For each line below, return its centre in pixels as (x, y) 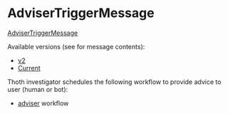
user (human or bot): (38, 89)
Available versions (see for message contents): (76, 46)
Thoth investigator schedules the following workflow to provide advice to (114, 82)
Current (29, 68)
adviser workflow (43, 103)
